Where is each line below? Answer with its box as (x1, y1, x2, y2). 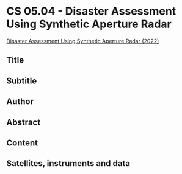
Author (6, 96, 34, 107)
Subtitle (6, 75, 37, 86)
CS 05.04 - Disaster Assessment (6, 4, 177, 18)
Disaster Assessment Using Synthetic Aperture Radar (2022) (6, 37, 159, 44)
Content (6, 137, 38, 148)
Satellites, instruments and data (6, 158, 130, 169)
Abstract (6, 117, 41, 127)
